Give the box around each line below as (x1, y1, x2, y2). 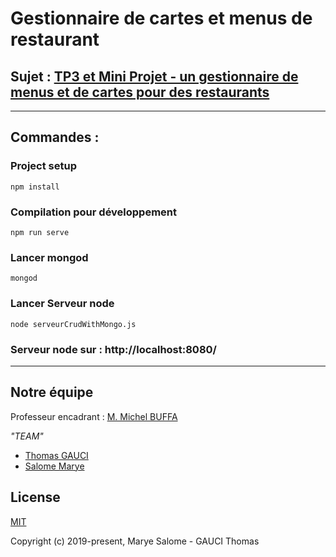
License (10, 489, 61, 506)
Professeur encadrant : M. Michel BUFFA (10, 410, 178, 422)
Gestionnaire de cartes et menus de (10, 7, 313, 30)
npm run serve (10, 227, 70, 237)
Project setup (10, 159, 77, 173)
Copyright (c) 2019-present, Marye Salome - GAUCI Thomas (10, 535, 260, 547)
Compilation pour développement (10, 205, 178, 219)
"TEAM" (10, 430, 44, 442)
